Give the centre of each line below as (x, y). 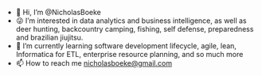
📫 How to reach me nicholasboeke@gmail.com (94, 63)
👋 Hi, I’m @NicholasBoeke (59, 12)
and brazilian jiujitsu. (49, 37)
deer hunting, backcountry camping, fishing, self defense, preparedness (135, 29)
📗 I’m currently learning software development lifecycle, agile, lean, (126, 46)
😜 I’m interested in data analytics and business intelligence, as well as (131, 21)
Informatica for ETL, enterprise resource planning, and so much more (129, 54)
